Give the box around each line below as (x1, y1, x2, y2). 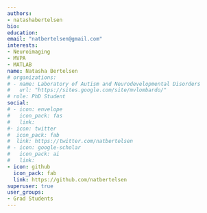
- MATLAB (7, 61, 32, 68)
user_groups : (7, 189, 45, 196)
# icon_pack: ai (7, 150, 60, 158)
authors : (7, 10, 32, 17)
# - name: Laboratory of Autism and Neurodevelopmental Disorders (7, 80, 201, 87)
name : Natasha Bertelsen (7, 67, 78, 74)
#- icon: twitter (7, 125, 57, 132)
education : (7, 29, 38, 36)
